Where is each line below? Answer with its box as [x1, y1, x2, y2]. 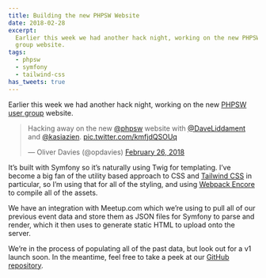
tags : [8, 48, 26, 56]
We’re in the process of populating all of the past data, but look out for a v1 [8, 243, 252, 253]
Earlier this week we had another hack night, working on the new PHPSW [8, 100, 247, 109]
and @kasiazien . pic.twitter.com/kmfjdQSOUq [27, 131, 178, 141]
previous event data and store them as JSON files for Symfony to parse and [8, 211, 255, 221]
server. [8, 228, 32, 238]
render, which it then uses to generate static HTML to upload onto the [8, 219, 235, 230]
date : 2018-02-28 [8, 19, 66, 27]
